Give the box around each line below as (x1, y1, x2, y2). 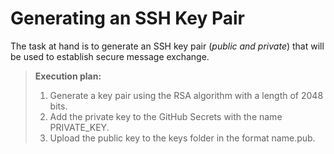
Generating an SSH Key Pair (10, 7, 245, 30)
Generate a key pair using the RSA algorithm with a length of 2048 (49, 89, 324, 101)
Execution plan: (34, 70, 102, 82)
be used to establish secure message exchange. (10, 50, 210, 62)
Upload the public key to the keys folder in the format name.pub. (49, 132, 316, 144)
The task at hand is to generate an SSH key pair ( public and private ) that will (10, 40, 325, 52)
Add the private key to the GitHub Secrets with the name (49, 110, 283, 122)
